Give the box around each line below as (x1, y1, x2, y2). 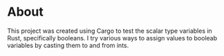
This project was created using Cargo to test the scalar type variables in (7, 27, 212, 35)
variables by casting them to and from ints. (7, 41, 129, 49)
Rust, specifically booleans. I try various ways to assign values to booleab (7, 33, 218, 42)
